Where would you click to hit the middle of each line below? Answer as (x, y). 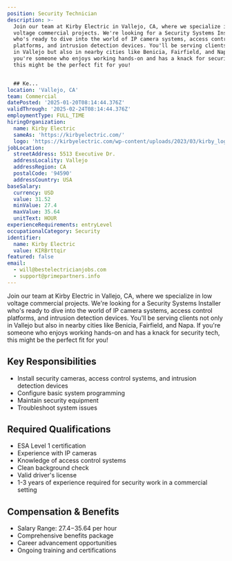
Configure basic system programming (71, 393)
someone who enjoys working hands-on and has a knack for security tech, (114, 332)
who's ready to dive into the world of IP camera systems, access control (110, 310)
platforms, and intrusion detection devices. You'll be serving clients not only (115, 318)
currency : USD (33, 193)
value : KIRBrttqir (40, 250)
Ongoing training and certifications (67, 551)
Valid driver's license (47, 475)
